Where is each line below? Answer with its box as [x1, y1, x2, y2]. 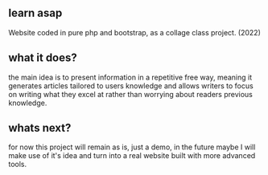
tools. [8, 160, 27, 169]
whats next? [8, 121, 72, 135]
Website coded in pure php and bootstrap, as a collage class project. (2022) [8, 27, 262, 37]
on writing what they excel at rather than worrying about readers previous [8, 89, 254, 99]
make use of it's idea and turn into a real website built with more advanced [8, 151, 256, 161]
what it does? [8, 51, 78, 65]
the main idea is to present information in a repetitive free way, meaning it [8, 72, 253, 82]
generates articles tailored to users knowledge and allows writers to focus [8, 80, 254, 91]
